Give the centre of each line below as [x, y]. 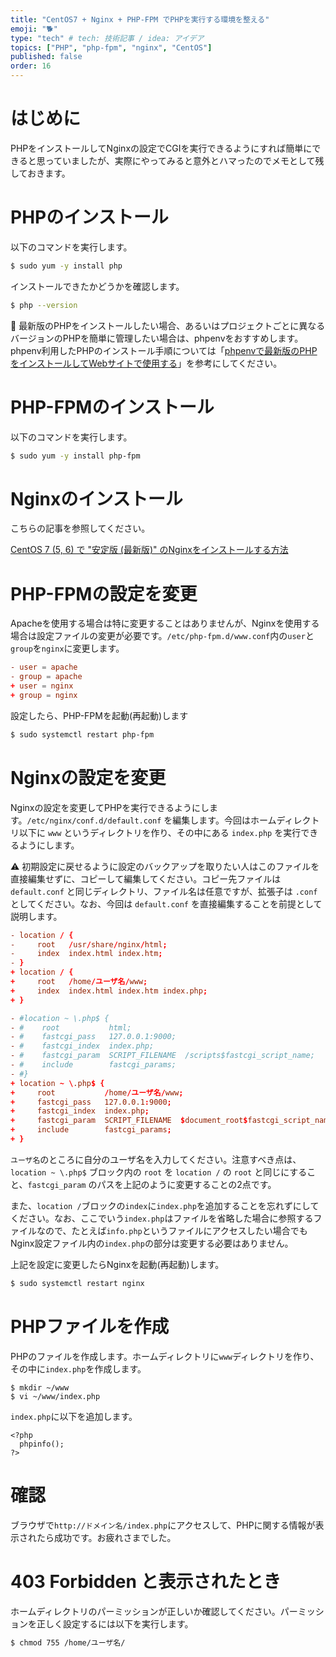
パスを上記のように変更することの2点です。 [186, 1184]
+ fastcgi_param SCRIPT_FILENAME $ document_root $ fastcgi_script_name [171, 1121]
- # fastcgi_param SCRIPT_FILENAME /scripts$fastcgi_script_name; [162, 1056]
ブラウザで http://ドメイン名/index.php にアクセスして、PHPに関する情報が [163, 1525]
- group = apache [46, 677]
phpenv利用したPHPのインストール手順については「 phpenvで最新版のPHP [164, 350]
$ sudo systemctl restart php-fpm [82, 734]
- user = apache [44, 667]
